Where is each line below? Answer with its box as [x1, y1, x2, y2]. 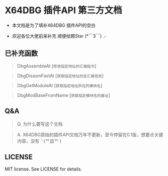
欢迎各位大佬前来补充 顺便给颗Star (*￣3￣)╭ [12, 33, 107, 39]
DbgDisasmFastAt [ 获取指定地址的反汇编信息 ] [17, 73, 104, 79]
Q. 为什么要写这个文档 [17, 121, 63, 127]
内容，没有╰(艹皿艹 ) [17, 138, 61, 144]
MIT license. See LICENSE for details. [5, 166, 82, 172]
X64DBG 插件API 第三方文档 [5, 5, 122, 16]
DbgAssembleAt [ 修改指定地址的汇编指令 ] [17, 63, 97, 69]
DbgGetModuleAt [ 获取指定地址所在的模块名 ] [17, 82, 103, 88]
